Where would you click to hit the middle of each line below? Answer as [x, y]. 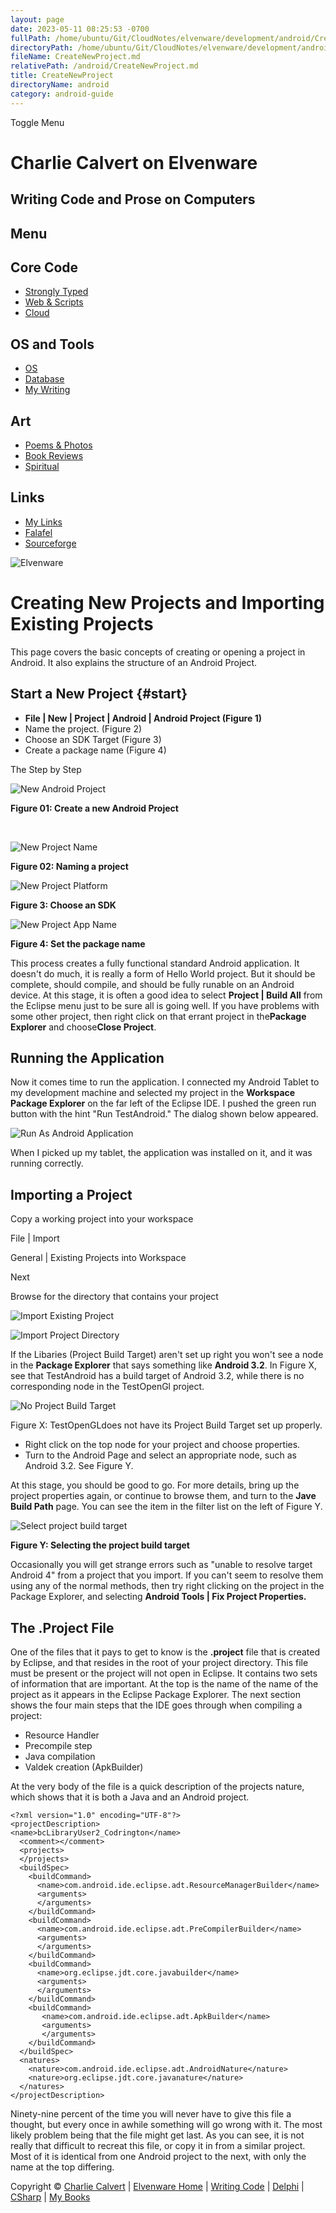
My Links [43, 522]
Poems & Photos [58, 445]
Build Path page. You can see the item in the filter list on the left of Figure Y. [166, 1507]
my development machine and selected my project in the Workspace [153, 1093]
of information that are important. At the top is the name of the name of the [164, 1684]
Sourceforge [50, 543]
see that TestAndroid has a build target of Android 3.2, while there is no [157, 1376]
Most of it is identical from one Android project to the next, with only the [158, 2157]
